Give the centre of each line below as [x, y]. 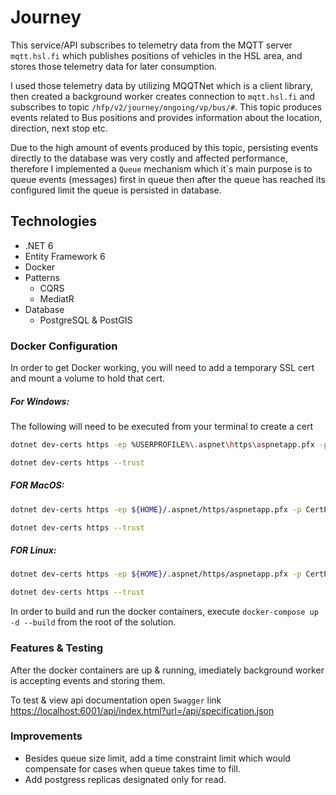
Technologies [54, 221]
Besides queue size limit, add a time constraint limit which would [157, 758]
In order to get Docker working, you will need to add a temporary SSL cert [162, 368]
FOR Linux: [33, 550]
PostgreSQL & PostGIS [86, 320]
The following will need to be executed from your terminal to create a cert [162, 427]
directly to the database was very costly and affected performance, [149, 158]
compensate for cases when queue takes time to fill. [132, 768]
